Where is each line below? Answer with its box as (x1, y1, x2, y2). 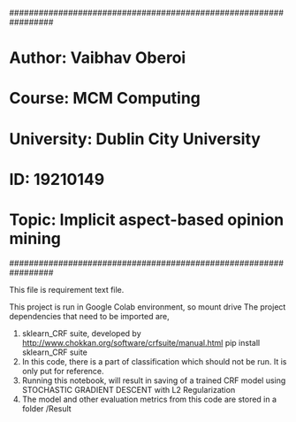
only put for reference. (21, 365, 104, 376)
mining (9, 228, 62, 249)
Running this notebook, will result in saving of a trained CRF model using (21, 375, 286, 386)
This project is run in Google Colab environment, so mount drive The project (9, 301, 286, 312)
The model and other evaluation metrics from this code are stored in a (21, 394, 277, 404)
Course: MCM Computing (9, 88, 201, 109)
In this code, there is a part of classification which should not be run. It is (21, 356, 287, 366)
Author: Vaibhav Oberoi (9, 48, 186, 68)
